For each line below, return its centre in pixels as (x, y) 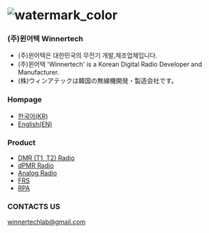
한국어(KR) (33, 116)
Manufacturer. (38, 72)
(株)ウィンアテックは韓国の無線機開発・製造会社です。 (97, 81)
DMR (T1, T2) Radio (46, 158)
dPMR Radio (36, 166)
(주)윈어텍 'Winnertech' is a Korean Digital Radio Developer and (110, 65)
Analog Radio (37, 173)
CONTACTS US (34, 206)
